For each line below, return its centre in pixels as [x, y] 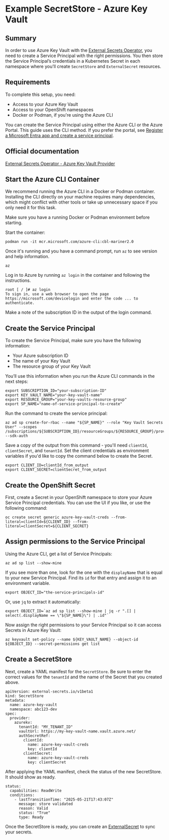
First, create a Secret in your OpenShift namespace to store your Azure [79, 498]
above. [12, 682]
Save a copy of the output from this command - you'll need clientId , [77, 446]
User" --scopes [21, 427]
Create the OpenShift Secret [50, 485]
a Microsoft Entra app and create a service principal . [60, 135]
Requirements [28, 82]
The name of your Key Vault [41, 361]
